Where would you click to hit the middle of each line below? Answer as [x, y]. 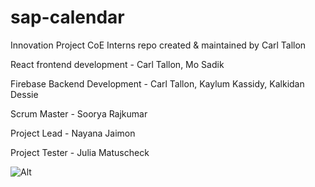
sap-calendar [67, 17]
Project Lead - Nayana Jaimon [73, 133]
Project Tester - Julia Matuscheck [80, 152]
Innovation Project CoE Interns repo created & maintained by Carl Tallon [158, 45]
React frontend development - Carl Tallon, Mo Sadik [117, 64]
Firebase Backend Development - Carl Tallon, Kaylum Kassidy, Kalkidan [157, 83]
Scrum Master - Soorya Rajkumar [79, 113]
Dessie [24, 94]
